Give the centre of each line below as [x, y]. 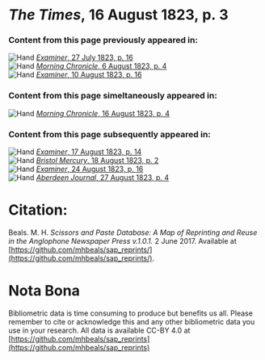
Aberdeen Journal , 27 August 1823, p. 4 [103, 178]
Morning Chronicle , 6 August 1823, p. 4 [101, 66]
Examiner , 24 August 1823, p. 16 [90, 169]
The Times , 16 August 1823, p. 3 [118, 15]
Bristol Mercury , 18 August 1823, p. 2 [97, 161]
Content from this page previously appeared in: [103, 40]
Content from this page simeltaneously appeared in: [113, 96]
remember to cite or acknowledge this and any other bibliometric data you [132, 321]
